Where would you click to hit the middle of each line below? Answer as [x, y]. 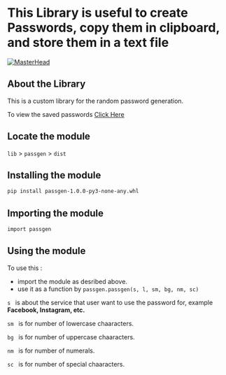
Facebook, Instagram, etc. [46, 310]
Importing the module [55, 213]
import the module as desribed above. [72, 281]
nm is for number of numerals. [51, 351]
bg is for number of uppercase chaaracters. [71, 337]
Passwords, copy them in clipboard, [114, 28]
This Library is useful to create [98, 13]
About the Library [47, 84]
